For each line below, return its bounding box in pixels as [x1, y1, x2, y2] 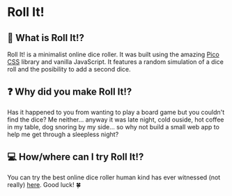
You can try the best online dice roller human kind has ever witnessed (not [7, 173, 221, 181]
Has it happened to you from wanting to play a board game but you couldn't [7, 108, 225, 116]
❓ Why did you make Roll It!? [7, 86, 132, 98]
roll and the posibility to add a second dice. [7, 65, 131, 73]
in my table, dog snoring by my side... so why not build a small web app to [7, 122, 219, 131]
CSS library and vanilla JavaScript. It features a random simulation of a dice [7, 58, 224, 66]
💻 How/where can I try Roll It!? [7, 151, 144, 163]
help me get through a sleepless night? [7, 130, 119, 138]
